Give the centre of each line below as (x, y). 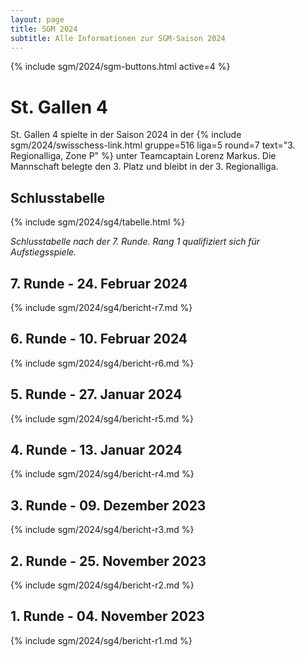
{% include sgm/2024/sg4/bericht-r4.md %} (102, 474)
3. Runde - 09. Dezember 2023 (108, 505)
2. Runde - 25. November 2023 (108, 561)
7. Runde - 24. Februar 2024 (99, 283)
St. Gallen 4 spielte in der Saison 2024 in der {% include (126, 135)
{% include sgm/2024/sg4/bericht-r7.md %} (101, 307)
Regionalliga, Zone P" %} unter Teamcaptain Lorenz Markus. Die (143, 156)
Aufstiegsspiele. (43, 252)
